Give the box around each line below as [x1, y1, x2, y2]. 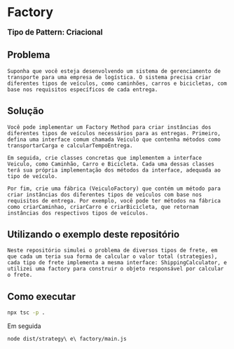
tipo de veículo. [7, 172, 58, 179]
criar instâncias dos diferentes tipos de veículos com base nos [7, 191, 202, 198]
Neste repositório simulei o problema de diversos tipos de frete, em [7, 247, 218, 254]
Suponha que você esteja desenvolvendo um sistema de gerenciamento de [7, 67, 221, 74]
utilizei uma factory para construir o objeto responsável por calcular [7, 266, 224, 273]
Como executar [7, 290, 76, 302]
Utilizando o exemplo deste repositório [7, 228, 180, 240]
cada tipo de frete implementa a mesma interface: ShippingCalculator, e [7, 259, 228, 266]
